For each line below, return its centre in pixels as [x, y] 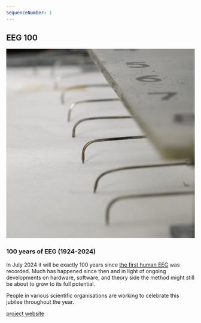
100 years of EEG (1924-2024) [51, 252]
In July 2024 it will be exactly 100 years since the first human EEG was [93, 265]
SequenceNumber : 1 [29, 13]
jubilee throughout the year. [40, 302]
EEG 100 [22, 38]
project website [25, 313]
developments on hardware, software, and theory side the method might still [100, 277]
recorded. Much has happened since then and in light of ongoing [86, 271]
